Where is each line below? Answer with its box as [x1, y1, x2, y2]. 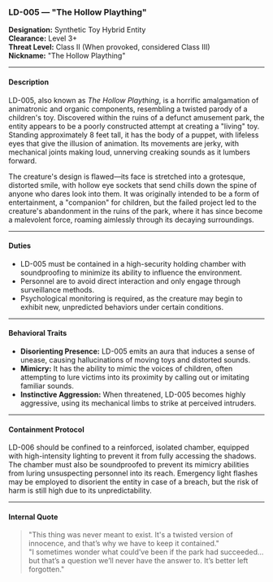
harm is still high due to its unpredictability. [8, 486, 152, 496]
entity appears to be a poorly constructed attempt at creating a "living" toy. [8, 121, 260, 131]
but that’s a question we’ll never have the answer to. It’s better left [28, 556, 249, 566]
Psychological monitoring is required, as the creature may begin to [19, 293, 243, 303]
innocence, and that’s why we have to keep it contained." [28, 539, 219, 549]
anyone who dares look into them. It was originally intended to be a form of [8, 189, 260, 198]
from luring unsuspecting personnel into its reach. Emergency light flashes [8, 468, 258, 478]
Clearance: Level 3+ [8, 33, 78, 43]
